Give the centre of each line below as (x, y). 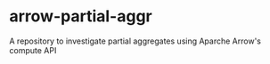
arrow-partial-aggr (81, 16)
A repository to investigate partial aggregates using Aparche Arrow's (135, 41)
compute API (33, 50)
